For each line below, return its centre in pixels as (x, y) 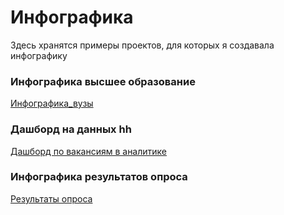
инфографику (39, 55)
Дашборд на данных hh (71, 129)
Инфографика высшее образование (103, 81)
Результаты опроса (51, 198)
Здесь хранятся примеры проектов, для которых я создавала (142, 45)
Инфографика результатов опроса (99, 177)
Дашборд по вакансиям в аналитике (89, 151)
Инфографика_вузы (52, 103)
